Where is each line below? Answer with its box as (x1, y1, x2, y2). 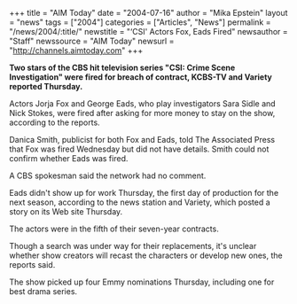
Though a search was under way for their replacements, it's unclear (9, 241, 257, 251)
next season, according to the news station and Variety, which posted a (9, 197, 270, 207)
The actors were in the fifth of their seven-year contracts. (9, 223, 219, 234)
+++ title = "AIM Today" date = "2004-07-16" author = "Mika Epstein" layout (9, 8, 288, 18)
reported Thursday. (9, 82, 83, 91)
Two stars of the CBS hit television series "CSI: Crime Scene (9, 62, 236, 73)
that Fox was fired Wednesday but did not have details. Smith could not (9, 144, 270, 154)
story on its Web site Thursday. (9, 207, 123, 216)
